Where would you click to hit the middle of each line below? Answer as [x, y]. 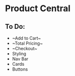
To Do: [15, 27]
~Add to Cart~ [27, 38]
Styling [19, 54]
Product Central [38, 9]
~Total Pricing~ [27, 43]
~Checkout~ [25, 48]
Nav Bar [20, 59]
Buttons [20, 69]
